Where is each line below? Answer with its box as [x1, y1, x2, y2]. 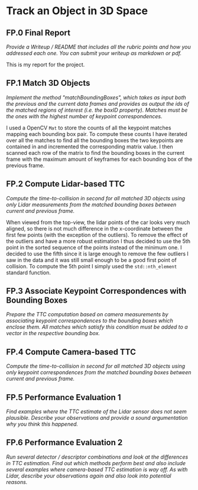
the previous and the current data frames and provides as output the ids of [6, 100, 189, 107]
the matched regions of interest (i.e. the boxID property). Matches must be [6, 106, 188, 113]
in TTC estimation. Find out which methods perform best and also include [6, 459, 186, 466]
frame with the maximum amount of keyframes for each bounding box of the [6, 155, 193, 163]
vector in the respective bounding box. [6, 330, 100, 337]
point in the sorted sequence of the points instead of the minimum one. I [6, 244, 182, 251]
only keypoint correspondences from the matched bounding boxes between [6, 369, 191, 376]
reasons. [6, 478, 28, 485]
